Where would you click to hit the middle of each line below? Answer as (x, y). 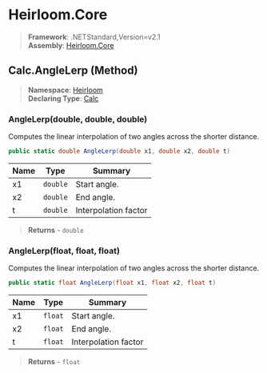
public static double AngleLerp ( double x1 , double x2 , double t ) (119, 151)
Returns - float (54, 362)
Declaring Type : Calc (63, 98)
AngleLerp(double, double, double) (78, 119)
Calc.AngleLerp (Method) (73, 71)
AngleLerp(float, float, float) (64, 251)
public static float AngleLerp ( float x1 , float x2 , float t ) (112, 283)
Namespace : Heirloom (66, 90)
